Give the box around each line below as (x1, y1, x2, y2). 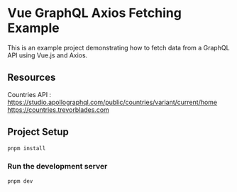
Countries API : (7, 90, 52, 98)
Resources (7, 72, 56, 84)
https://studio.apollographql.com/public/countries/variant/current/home (7, 98, 218, 106)
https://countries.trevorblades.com (7, 105, 110, 114)
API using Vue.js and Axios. (7, 51, 88, 60)
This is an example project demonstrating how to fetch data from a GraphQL (7, 43, 230, 52)
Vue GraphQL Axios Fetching (7, 5, 182, 21)
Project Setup (7, 126, 70, 138)
